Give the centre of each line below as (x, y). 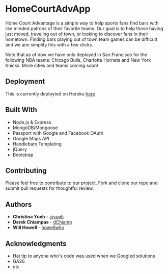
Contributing (26, 171)
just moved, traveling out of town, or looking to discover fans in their (77, 34)
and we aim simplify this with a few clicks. (49, 44)
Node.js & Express (32, 122)
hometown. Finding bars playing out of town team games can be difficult (81, 39)
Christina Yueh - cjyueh (38, 217)
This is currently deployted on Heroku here (50, 94)
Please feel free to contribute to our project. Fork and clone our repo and (81, 183)
